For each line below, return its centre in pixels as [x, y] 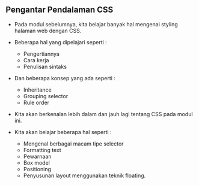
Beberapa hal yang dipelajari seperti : [61, 42]
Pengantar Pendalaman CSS [60, 10]
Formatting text [42, 150]
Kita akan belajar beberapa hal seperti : [63, 132]
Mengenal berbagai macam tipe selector [73, 144]
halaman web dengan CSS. [48, 31]
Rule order [36, 102]
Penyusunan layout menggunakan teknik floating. [84, 175]
